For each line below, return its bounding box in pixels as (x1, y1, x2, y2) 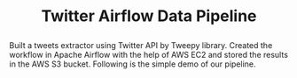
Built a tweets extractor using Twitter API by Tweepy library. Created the (9, 40, 273, 51)
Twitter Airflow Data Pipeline (41, 6, 257, 26)
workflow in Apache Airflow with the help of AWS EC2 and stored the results (9, 50, 288, 60)
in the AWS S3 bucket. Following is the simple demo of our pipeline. (9, 59, 256, 69)
